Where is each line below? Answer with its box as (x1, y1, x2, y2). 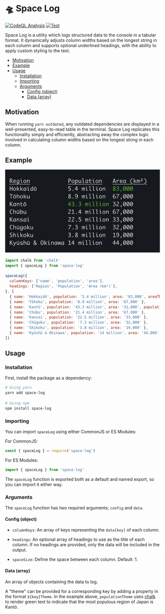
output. (12, 547, 27, 553)
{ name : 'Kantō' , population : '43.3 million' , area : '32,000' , (9, 305, 142, 309)
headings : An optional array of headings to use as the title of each (12, 536, 145, 542)
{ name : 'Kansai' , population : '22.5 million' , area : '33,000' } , (9, 315, 148, 320)
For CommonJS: (5, 438, 38, 444)
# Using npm (5, 401, 29, 406)
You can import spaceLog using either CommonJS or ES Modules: (5, 429, 137, 435)
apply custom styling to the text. (5, 48, 70, 54)
